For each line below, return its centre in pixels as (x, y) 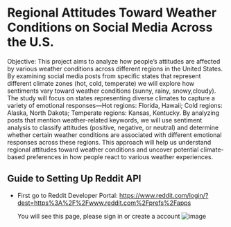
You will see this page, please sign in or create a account (99, 216)
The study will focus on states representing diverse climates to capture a (111, 98)
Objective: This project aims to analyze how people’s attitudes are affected (114, 61)
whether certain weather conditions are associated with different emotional (114, 135)
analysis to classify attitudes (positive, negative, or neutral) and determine (113, 127)
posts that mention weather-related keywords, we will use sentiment (105, 120)
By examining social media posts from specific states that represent (104, 76)
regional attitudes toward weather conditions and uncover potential (103, 149)
